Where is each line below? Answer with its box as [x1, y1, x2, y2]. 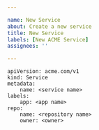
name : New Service [7, 16, 61, 23]
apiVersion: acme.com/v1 [7, 68, 79, 75]
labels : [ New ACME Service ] [7, 36, 89, 43]
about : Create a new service [7, 22, 92, 30]
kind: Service [7, 74, 49, 82]
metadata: [7, 80, 36, 88]
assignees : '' [7, 43, 49, 50]
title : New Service [7, 30, 64, 37]
